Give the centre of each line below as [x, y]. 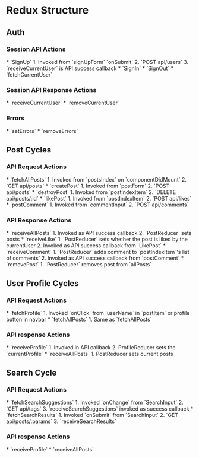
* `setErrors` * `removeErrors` [42, 131]
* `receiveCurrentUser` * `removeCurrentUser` [63, 103]
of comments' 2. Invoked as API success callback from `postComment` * [95, 258]
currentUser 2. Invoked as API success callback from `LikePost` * [86, 246]
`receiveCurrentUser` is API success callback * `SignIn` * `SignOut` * [90, 68]
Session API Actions [36, 49]
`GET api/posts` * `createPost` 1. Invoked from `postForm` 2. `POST [88, 186]
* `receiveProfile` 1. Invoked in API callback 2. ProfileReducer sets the [91, 348]
